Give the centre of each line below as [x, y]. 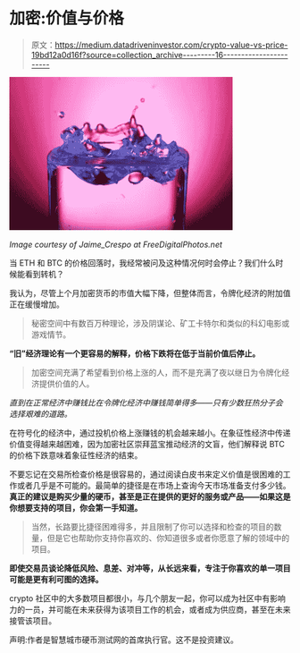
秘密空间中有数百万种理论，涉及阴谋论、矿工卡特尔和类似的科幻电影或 [160, 323]
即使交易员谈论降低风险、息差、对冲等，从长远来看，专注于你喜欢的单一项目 [150, 568]
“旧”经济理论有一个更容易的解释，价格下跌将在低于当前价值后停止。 [135, 353]
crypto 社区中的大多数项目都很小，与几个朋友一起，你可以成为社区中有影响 [147, 598]
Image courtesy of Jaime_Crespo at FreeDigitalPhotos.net [116, 244]
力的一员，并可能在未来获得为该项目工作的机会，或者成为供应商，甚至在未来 [150, 609]
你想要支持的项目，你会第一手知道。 [76, 507]
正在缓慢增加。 [37, 304]
